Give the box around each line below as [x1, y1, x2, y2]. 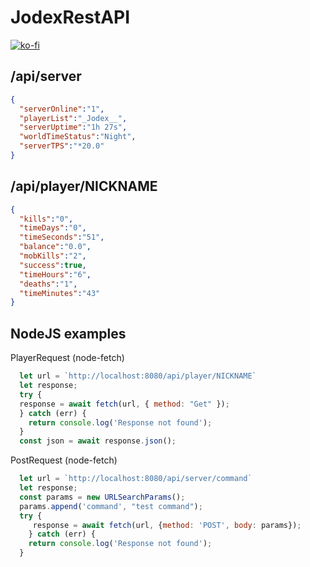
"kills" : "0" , [19, 214, 74, 224]
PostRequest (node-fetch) [10, 454, 118, 466]
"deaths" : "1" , [19, 279, 78, 289]
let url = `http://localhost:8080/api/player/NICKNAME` [19, 371, 257, 381]
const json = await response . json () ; [19, 436, 177, 446]
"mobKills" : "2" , [19, 251, 87, 261]
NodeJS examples [10, 325, 127, 342]
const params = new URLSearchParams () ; [19, 492, 186, 502]
